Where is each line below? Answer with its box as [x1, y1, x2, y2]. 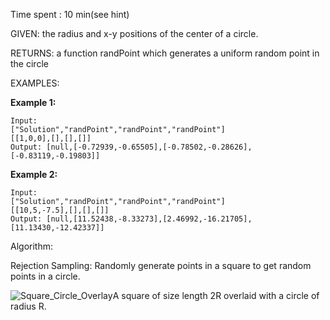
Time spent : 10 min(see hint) [10, 9, 130, 20]
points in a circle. [10, 270, 81, 282]
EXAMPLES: [10, 77, 60, 89]
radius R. [10, 300, 47, 312]
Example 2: [10, 169, 58, 180]
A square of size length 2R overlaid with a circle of [112, 290, 320, 301]
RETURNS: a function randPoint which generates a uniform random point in [10, 47, 320, 59]
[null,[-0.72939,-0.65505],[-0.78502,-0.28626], [46, 142, 253, 152]
